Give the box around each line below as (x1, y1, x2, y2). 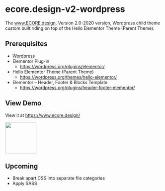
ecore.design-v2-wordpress (5, 3, 125, 15)
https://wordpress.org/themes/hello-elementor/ (19, 74, 117, 80)
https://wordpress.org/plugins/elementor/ (19, 63, 105, 69)
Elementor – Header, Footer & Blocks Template (12, 79, 108, 85)
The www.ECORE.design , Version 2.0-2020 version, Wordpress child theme (5, 20, 161, 26)
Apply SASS (12, 181, 37, 187)
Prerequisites (5, 40, 48, 48)
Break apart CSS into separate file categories (12, 175, 105, 181)
